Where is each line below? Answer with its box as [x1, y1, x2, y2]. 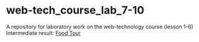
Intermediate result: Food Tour [6, 29, 81, 36]
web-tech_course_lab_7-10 [6, 4, 145, 17]
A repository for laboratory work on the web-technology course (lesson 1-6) [6, 23, 194, 30]
